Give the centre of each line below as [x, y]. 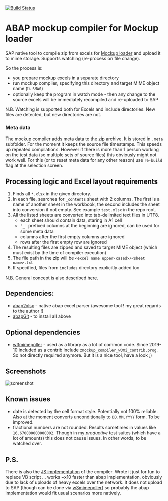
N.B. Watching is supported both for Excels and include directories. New [80, 109]
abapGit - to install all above [42, 316]
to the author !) [28, 311]
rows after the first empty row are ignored [64, 242]
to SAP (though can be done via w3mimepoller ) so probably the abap [77, 488]
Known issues [28, 399]
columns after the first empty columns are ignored [72, 237]
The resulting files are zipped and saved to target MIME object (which [85, 247]
